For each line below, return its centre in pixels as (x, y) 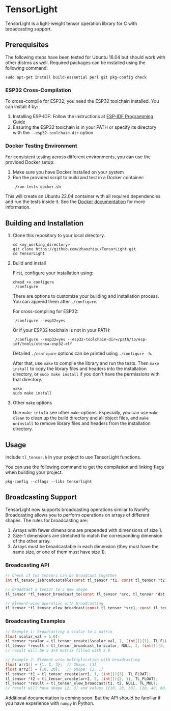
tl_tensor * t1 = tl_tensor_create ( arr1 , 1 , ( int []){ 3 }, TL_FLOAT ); (78, 674)
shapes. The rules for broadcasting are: (47, 520)
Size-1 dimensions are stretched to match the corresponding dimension (88, 535)
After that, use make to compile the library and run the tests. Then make (86, 363)
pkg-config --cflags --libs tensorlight (49, 481)
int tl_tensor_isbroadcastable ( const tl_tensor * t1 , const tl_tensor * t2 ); (87, 580)
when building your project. (34, 472)
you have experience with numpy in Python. (50, 703)
